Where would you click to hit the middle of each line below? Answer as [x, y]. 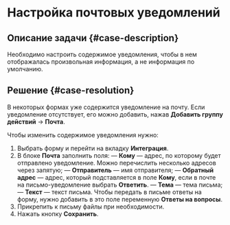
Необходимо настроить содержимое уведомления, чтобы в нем [102, 54]
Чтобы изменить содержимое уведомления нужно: [83, 134]
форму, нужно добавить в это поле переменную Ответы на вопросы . [120, 199]
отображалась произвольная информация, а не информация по [101, 62]
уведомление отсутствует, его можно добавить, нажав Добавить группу [115, 114]
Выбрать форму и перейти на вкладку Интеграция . [93, 148]
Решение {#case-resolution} [71, 91]
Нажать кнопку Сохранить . [58, 213]
